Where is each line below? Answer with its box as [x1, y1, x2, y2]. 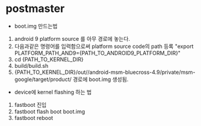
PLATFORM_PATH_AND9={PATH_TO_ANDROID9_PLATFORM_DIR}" [14, 49, 181, 56]
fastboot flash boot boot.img [14, 107, 85, 115]
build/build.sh [14, 62, 49, 69]
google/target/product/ [14, 76, 72, 83]
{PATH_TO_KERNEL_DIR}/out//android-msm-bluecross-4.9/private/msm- [14, 68, 196, 76]
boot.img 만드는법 [14, 22, 58, 29]
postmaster [5, 2, 65, 16]
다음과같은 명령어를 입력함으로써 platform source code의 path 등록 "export [14, 43, 194, 50]
